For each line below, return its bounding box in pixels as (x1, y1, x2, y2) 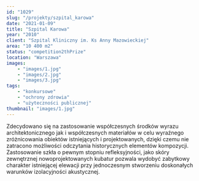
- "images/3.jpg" (17, 77, 62, 83)
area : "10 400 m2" (6, 43, 53, 50)
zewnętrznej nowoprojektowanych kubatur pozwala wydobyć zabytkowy (6, 155, 190, 162)
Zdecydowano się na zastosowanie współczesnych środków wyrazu (6, 122, 179, 130)
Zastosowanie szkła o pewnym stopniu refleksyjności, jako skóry (6, 148, 170, 156)
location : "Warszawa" (6, 54, 62, 61)
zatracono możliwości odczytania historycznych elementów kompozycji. (6, 142, 189, 149)
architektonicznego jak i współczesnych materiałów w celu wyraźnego (6, 129, 184, 136)
